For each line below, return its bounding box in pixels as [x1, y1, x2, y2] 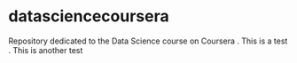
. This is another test [8, 44, 83, 55]
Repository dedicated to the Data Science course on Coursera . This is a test [8, 35, 288, 46]
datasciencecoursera [8, 6, 169, 27]
